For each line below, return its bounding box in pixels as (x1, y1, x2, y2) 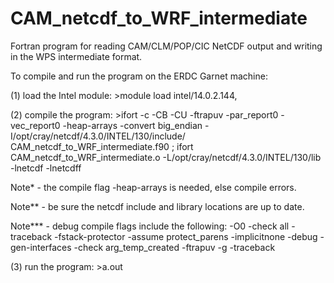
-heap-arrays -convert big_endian (62, 119, 203, 131)
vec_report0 (10, 119, 61, 131)
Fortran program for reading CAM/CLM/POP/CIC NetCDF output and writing (10, 40, 323, 52)
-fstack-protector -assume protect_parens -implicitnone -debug (54, 230, 318, 242)
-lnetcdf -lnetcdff (10, 162, 82, 174)
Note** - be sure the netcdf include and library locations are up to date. (10, 200, 305, 212)
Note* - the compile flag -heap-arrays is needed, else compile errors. (10, 181, 297, 193)
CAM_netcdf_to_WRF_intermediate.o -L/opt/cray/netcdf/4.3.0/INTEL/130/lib (10, 151, 322, 163)
